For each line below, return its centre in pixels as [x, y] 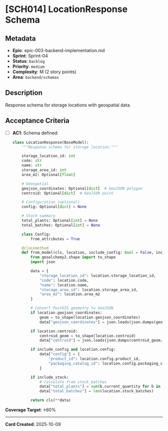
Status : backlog [28, 61]
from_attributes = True [55, 239]
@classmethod [35, 248]
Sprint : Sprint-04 [30, 56]
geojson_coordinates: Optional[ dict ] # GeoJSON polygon [82, 188]
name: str [32, 166]
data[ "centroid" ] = [59, 340]
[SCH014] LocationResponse [66, 9]
